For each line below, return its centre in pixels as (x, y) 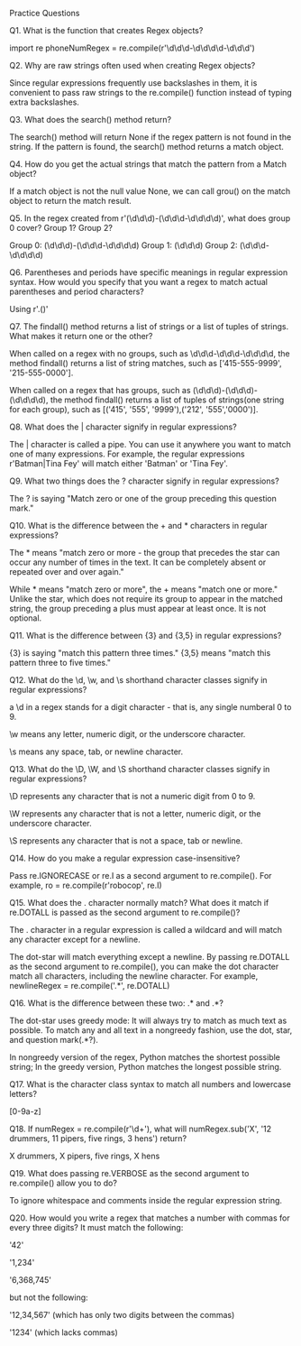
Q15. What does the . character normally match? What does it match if (139, 903)
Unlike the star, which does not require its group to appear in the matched (146, 599)
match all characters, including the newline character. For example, (134, 976)
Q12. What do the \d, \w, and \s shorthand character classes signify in (138, 680)
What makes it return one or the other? (81, 336)
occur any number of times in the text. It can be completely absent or (138, 562)
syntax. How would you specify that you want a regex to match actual (139, 282)
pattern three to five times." (60, 663)
